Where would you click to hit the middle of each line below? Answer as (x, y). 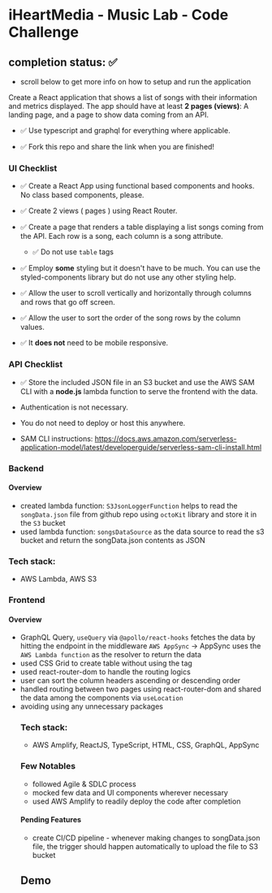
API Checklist (36, 365)
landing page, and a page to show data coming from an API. (109, 115)
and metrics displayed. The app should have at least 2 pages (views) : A (129, 106)
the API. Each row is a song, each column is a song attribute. (121, 236)
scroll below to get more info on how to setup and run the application (136, 82)
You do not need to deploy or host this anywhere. (103, 423)
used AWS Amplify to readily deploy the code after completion (136, 801)
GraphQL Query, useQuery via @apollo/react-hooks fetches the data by (138, 637)
